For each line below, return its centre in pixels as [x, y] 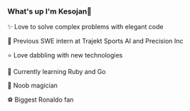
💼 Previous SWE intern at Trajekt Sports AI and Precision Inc [95, 41]
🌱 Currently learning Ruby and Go [57, 72]
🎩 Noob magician [33, 85]
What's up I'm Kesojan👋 [50, 11]
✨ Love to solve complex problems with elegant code [85, 27]
